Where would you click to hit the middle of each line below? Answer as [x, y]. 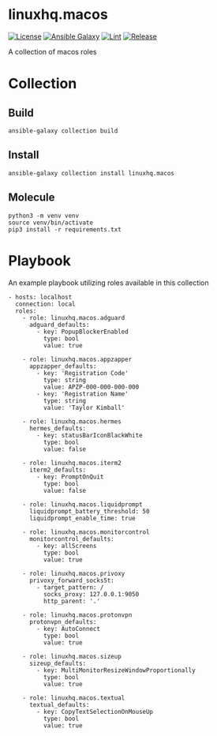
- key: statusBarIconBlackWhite [90, 435]
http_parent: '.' [72, 601]
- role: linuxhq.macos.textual [74, 698]
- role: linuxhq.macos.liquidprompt [83, 504]
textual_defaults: [59, 704]
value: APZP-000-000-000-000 [91, 387]
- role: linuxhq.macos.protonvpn [77, 615]
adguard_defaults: [59, 325]
